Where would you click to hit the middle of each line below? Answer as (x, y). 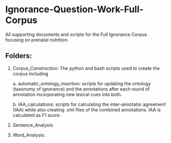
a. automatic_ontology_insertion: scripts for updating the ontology (82, 83)
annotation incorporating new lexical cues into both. (67, 94)
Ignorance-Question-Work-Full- (75, 9)
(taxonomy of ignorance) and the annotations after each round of (81, 89)
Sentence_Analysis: (33, 125)
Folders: (19, 56)
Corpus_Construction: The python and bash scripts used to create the (86, 68)
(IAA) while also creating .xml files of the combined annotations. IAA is (87, 110)
